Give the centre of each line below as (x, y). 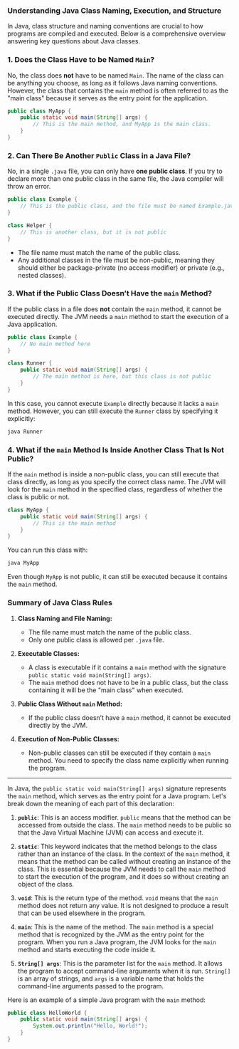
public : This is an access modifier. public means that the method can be (124, 817)
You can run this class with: (48, 550)
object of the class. (46, 884)
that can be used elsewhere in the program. (81, 913)
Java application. (32, 324)
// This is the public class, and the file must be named (108, 206)
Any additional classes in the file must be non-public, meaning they (116, 260)
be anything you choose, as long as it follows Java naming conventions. (113, 83)
